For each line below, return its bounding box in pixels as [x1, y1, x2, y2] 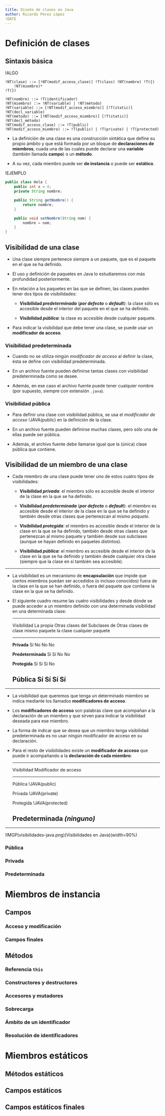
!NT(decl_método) [5, 118, 41, 123]
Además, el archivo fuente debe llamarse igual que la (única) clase [12, 441, 147, 447]
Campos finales [5, 936, 44, 943]
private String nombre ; [14, 189, 63, 194]
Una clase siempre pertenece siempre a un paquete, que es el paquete [12, 256, 156, 262]
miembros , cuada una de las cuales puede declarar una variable [12, 146, 144, 152]
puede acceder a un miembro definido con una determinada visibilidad [12, 603, 156, 609]
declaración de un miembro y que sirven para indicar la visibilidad [12, 713, 146, 719]
